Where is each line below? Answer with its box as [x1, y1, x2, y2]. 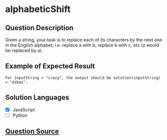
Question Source [5, 127, 59, 136]
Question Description [5, 24, 74, 32]
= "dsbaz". [5, 79, 28, 85]
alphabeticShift [5, 4, 71, 15]
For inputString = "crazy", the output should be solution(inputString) [5, 75, 161, 80]
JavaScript [12, 106, 35, 112]
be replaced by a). [5, 48, 43, 53]
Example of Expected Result [5, 62, 95, 71]
